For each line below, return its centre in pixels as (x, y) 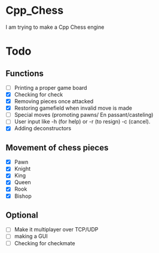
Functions (25, 73)
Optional (22, 215)
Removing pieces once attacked (54, 101)
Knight (22, 169)
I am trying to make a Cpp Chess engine (55, 27)
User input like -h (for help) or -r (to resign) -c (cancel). (82, 122)
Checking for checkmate (45, 243)
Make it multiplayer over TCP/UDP (56, 230)
